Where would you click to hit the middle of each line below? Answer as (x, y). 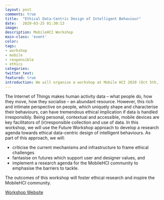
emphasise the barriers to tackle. (46, 168)
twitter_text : (20, 73)
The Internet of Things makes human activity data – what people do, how (79, 96)
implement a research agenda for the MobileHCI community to (75, 163)
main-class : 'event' (26, 37)
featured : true (21, 78)
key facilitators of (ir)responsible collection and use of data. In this (72, 122)
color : (12, 42)
